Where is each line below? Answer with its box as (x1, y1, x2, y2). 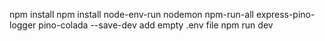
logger (9, 19, 37, 31)
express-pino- (255, 9, 316, 20)
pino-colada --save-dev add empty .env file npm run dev (38, 19, 274, 31)
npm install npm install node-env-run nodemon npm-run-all (9, 9, 254, 20)
